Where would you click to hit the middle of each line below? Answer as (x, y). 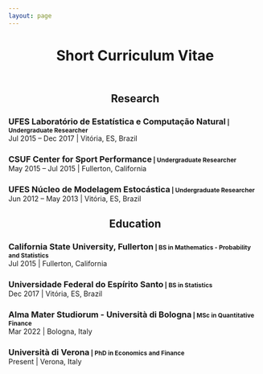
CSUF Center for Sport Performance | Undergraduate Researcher (123, 159)
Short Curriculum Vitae (135, 55)
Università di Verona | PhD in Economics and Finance (97, 352)
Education (135, 223)
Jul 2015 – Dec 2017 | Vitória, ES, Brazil (73, 138)
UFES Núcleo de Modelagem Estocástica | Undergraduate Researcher (131, 189)
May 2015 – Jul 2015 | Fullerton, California (78, 168)
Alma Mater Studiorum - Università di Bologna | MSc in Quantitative (131, 314)
